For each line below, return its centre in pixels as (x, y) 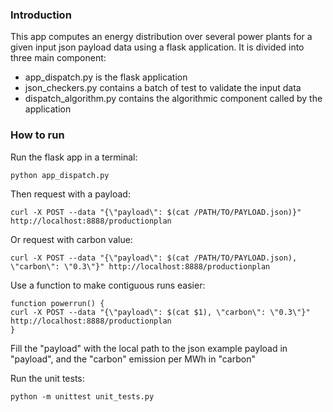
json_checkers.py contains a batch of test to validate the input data (163, 88)
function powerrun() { (57, 303)
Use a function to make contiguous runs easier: (108, 285)
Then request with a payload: (70, 194)
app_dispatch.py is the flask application (106, 77)
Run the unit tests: (47, 378)
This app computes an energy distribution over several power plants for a (161, 37)
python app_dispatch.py (60, 175)
